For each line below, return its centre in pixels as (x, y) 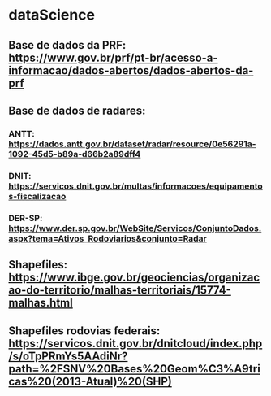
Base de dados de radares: (77, 110)
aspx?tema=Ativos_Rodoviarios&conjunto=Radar (108, 238)
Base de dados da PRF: (67, 45)
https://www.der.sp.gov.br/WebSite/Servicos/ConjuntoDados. (135, 228)
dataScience (52, 15)
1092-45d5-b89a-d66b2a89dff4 (75, 154)
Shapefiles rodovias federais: (84, 331)
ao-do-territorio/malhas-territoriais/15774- (120, 290)
